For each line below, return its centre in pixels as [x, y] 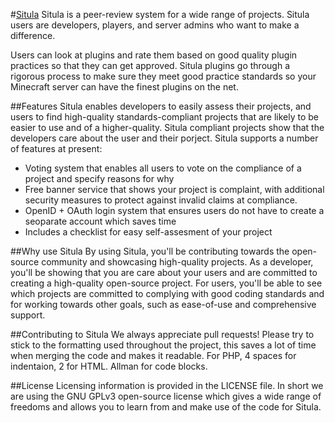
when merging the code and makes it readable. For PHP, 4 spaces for [153, 355]
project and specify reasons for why [99, 178]
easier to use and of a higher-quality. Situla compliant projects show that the [167, 127]
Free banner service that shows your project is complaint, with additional [174, 189]
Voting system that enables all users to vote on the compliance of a [163, 168]
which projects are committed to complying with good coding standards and [167, 293]
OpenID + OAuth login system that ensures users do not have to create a [174, 210]
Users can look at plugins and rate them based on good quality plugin [154, 55]
